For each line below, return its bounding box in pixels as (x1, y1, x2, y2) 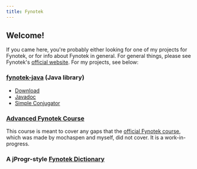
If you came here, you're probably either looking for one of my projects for (6, 46, 188, 53)
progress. (6, 140, 30, 148)
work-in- (164, 134, 186, 141)
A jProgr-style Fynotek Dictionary (6, 155, 105, 163)
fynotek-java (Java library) (6, 73, 85, 82)
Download (14, 87, 40, 94)
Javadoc (14, 93, 37, 100)
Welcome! (6, 31, 44, 41)
